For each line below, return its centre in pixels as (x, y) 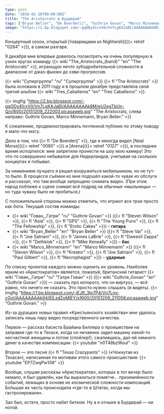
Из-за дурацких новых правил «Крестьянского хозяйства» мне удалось (81, 312)
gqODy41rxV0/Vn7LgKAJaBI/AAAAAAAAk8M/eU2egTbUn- (65, 106)
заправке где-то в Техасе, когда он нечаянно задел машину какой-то (78, 332)
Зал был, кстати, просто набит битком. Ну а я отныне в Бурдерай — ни (79, 402)
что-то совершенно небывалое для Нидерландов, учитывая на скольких (81, 156)
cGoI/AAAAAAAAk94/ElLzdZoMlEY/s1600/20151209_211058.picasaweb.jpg (81, 298)
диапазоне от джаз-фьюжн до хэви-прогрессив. (56, 72)
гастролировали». (24, 393)
